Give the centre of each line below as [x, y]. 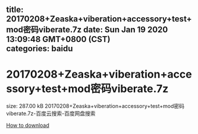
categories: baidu [40, 49]
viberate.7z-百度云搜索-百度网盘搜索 [51, 114]
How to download [28, 125]
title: [15, 10]
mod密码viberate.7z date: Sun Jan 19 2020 [87, 30]
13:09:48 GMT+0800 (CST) [58, 39]
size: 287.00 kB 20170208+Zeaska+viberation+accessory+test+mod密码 [95, 106]
